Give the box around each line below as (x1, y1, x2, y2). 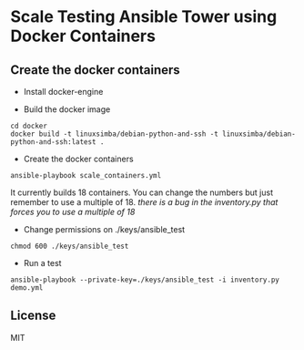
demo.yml (10, 283, 44, 293)
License (10, 308, 56, 324)
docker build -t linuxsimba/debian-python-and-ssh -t (10, 129, 219, 139)
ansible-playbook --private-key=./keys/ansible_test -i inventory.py (10, 275, 280, 284)
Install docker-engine (23, 87, 104, 97)
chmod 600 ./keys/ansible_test (10, 242, 129, 251)
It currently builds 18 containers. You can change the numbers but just (10, 187, 274, 198)
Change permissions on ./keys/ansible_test (23, 224, 186, 234)
